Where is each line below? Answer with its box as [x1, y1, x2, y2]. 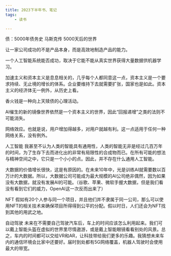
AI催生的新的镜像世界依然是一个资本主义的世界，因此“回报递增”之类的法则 [5, 109, 161, 115]
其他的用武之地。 [9, 209, 46, 215]
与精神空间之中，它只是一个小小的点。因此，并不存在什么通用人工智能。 [5, 156, 157, 162]
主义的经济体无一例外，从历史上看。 [5, 87, 81, 93]
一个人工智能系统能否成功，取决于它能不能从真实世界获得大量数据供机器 [5, 57, 157, 63]
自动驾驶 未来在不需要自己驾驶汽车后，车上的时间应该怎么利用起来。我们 [5, 220, 158, 226]
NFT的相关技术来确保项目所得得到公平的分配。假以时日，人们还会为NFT [9, 203, 161, 209]
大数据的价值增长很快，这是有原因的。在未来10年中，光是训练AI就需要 [5, 167, 153, 173]
